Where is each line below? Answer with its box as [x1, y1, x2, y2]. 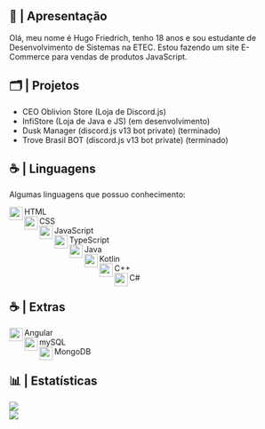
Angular [24, 328, 53, 338]
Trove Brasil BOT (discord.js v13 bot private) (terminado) [21, 134, 229, 145]
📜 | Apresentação [9, 9, 108, 24]
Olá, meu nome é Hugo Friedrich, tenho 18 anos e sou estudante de [9, 32, 256, 43]
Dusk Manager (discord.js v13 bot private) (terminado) [21, 125, 221, 136]
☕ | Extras [9, 299, 66, 314]
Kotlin [99, 254, 120, 265]
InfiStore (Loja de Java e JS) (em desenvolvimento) [21, 115, 211, 126]
